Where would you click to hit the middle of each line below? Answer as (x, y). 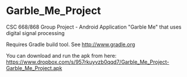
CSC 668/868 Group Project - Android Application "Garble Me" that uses (94, 27)
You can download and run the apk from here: (61, 55)
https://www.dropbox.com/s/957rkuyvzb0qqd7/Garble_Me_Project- (88, 62)
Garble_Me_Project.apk (34, 68)
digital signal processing (35, 33)
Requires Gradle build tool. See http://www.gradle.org (71, 44)
